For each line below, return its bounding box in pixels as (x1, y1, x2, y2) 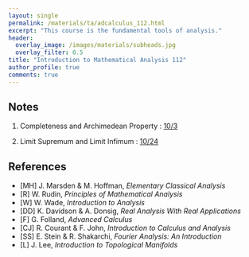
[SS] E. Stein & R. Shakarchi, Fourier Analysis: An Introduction (19, 232, 222, 241)
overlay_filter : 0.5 (15, 49, 84, 56)
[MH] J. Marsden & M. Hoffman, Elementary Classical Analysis (19, 181, 226, 191)
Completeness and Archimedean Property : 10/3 (19, 121, 178, 131)
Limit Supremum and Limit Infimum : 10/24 (19, 137, 159, 146)
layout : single (8, 11, 59, 20)
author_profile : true (8, 64, 80, 72)
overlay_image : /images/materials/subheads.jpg (15, 41, 177, 49)
